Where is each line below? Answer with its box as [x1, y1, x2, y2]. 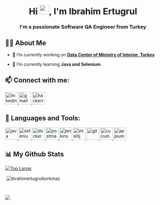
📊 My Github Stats [5, 150, 64, 158]
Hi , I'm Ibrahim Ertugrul [29, 6, 137, 17]
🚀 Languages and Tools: [5, 114, 80, 123]
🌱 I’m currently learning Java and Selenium [12, 61, 101, 67]
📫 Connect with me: [5, 76, 70, 85]
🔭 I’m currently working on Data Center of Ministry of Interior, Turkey [12, 52, 155, 58]
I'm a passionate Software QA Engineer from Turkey [19, 24, 147, 31]
